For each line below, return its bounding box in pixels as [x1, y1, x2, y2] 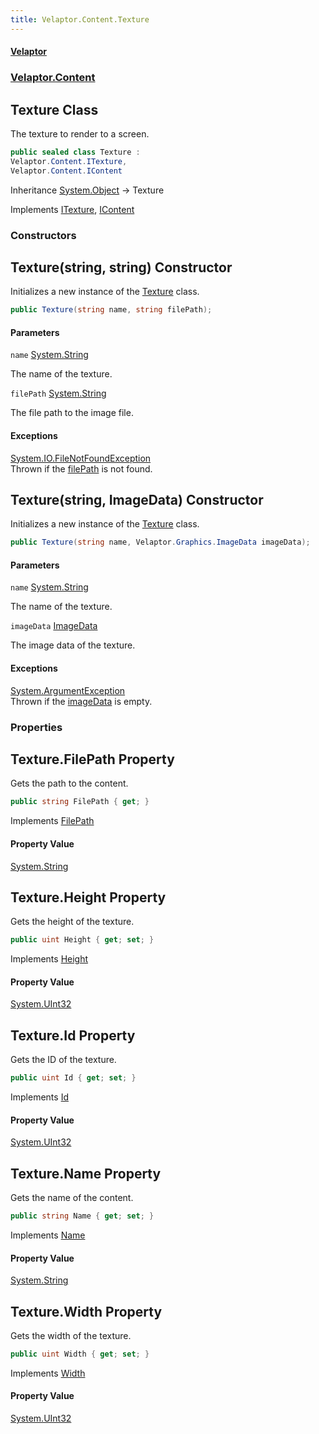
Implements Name [10, 1229, 86, 1241]
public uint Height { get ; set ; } [10, 935, 155, 945]
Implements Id [10, 1091, 69, 1103]
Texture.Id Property [10, 1027, 136, 1044]
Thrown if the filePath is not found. [10, 462, 153, 475]
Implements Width [10, 1367, 86, 1379]
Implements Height [10, 953, 89, 965]
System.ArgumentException [10, 684, 126, 696]
